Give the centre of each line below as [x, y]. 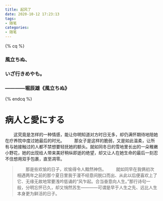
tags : [10, 18]
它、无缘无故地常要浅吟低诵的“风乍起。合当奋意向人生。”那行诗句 [81, 182]
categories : [17, 28]
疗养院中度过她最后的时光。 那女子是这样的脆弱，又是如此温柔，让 [80, 141]
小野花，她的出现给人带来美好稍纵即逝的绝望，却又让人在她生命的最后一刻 [79, 153]
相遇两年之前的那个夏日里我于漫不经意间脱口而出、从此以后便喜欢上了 [87, 175]
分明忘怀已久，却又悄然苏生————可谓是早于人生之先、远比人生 [91, 187]
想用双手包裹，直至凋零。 [39, 159]
